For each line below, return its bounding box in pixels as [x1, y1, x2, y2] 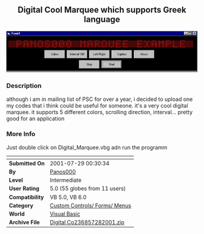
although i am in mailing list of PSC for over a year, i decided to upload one [6, 95, 193, 103]
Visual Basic [49, 210, 81, 218]
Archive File [8, 219, 40, 226]
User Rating [8, 185, 39, 192]
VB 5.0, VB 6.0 [49, 193, 87, 201]
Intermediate [49, 176, 82, 184]
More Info [6, 130, 36, 139]
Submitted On [8, 159, 45, 167]
